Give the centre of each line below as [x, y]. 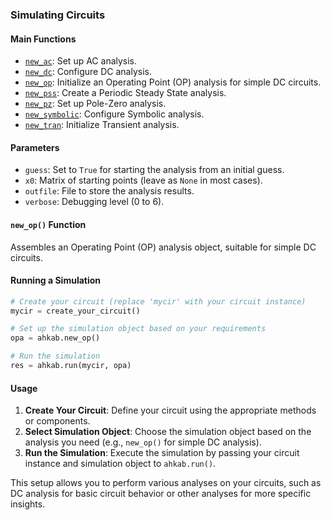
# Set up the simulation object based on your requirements [138, 329]
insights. [28, 504]
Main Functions [43, 39]
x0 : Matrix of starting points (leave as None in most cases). [143, 180]
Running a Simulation [56, 280]
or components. [57, 421]
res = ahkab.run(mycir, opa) [71, 366]
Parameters [35, 147]
